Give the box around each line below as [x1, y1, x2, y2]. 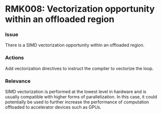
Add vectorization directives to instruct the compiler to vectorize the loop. [5, 65, 154, 71]
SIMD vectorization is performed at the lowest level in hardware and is [5, 89, 147, 95]
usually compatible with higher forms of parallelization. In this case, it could [5, 94, 158, 100]
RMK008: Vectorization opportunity [5, 3, 155, 15]
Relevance [5, 77, 31, 84]
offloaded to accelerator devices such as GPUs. [5, 104, 102, 110]
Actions [5, 55, 24, 61]
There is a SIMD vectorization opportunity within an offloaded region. [5, 42, 145, 48]
